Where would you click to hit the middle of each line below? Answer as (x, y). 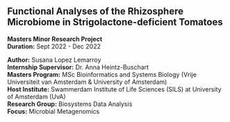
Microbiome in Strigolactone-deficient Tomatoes (115, 23)
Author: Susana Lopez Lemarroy (54, 60)
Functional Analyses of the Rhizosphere (96, 11)
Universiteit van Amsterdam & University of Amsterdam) (87, 82)
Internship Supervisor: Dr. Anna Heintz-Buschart (78, 67)
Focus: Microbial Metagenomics (54, 111)
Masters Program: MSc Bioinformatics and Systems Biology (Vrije (102, 74)
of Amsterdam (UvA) (36, 96)
